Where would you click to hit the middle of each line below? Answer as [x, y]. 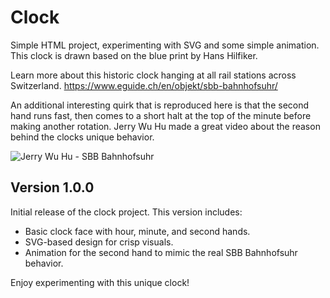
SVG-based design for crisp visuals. [99, 242]
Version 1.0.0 [52, 187]
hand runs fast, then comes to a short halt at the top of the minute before [161, 115]
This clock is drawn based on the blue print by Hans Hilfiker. [134, 55]
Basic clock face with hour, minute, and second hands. [137, 231]
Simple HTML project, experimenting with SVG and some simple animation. [165, 45]
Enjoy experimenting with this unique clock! [100, 282]
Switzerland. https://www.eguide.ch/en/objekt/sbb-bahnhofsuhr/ [144, 85]
